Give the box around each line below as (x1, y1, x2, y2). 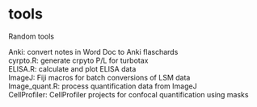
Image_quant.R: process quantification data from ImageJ (8, 81, 197, 91)
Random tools (8, 31, 55, 41)
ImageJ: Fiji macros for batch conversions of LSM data (8, 72, 191, 82)
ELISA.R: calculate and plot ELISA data (8, 64, 137, 73)
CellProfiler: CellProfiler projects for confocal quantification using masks (8, 89, 249, 99)
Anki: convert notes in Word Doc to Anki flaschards (8, 47, 179, 56)
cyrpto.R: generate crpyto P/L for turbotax (8, 56, 149, 65)
